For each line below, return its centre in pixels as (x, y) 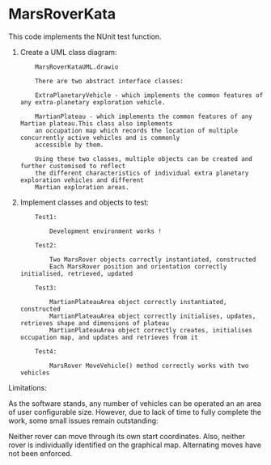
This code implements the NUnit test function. (85, 36)
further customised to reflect (73, 166)
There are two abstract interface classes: (109, 81)
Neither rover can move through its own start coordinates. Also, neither (127, 436)
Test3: (46, 288)
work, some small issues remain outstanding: (84, 421)
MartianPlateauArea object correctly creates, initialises (151, 330)
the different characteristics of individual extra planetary (142, 173)
